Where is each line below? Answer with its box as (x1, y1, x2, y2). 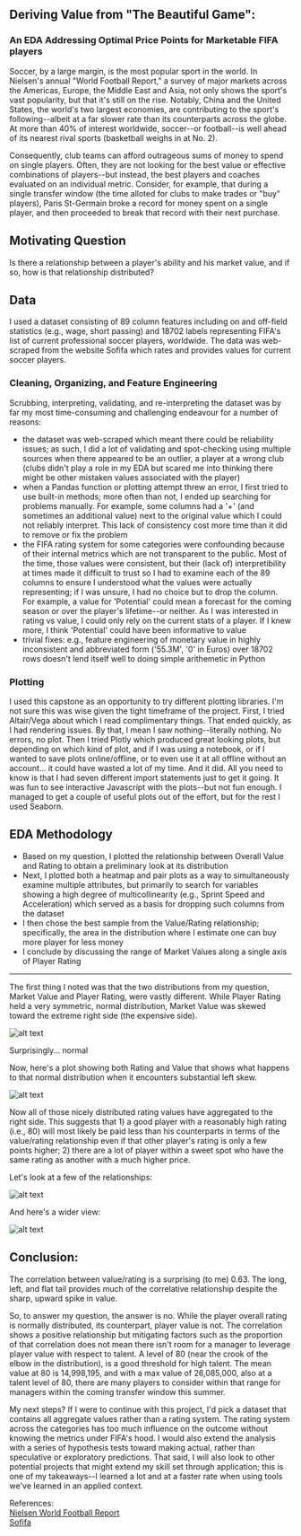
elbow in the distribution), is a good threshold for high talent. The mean (9, 1357, 271, 1368)
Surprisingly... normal (9, 1045, 89, 1056)
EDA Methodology (9, 827, 114, 842)
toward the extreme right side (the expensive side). (9, 1010, 198, 1021)
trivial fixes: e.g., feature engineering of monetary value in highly (21, 634, 262, 645)
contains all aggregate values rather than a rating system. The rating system (9, 1413, 291, 1424)
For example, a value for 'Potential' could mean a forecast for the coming (21, 596, 292, 607)
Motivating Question (9, 233, 127, 249)
